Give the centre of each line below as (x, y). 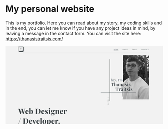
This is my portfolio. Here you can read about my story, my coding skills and (84, 23)
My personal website (50, 9)
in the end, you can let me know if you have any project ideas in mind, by (80, 28)
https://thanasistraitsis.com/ (34, 39)
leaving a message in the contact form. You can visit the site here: (73, 33)
